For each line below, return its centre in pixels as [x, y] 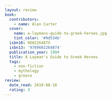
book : [10, 15]
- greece [23, 76]
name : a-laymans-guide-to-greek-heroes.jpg [61, 33]
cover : [16, 29]
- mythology [26, 71]
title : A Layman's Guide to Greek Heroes [54, 57]
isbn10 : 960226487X [30, 43]
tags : [15, 62]
